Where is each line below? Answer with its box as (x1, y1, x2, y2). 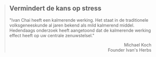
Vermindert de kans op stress (9, 4, 102, 13)
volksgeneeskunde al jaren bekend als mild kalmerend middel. (9, 22, 135, 28)
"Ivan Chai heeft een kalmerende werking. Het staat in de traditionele (9, 17, 149, 23)
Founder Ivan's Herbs (108, 47, 152, 53)
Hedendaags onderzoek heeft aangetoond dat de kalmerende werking (9, 27, 151, 33)
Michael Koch (124, 42, 152, 48)
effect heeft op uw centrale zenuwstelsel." (9, 32, 95, 38)
